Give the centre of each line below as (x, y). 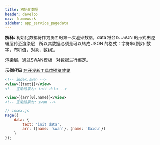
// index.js (17, 111)
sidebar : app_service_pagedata (37, 23)
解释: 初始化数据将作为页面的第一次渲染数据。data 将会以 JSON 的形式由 (78, 37)
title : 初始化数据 (22, 9)
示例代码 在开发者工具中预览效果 (38, 71)
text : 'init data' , (42, 125)
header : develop (21, 14)
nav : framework (20, 18)
